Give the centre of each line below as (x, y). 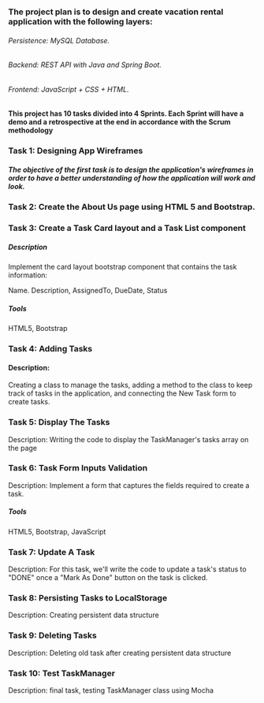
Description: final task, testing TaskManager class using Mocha (111, 690)
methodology (31, 130)
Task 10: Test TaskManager (62, 673)
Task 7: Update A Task (52, 552)
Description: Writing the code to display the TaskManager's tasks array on (128, 439)
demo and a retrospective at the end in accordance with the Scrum (119, 122)
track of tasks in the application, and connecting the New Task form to (122, 393)
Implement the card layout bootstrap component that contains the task (123, 267)
